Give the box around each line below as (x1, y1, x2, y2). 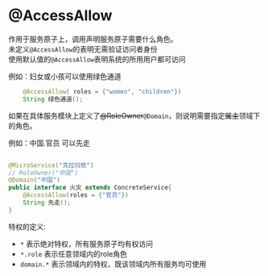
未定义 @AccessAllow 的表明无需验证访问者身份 (8, 44, 158, 54)
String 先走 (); (23, 199, 72, 207)
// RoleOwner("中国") (8, 169, 79, 177)
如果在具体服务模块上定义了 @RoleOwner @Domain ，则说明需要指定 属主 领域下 (8, 111, 261, 120)
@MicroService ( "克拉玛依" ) (8, 161, 94, 169)
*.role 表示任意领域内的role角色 (19, 249, 127, 258)
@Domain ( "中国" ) (8, 176, 60, 184)
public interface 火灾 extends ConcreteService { (8, 184, 172, 192)
